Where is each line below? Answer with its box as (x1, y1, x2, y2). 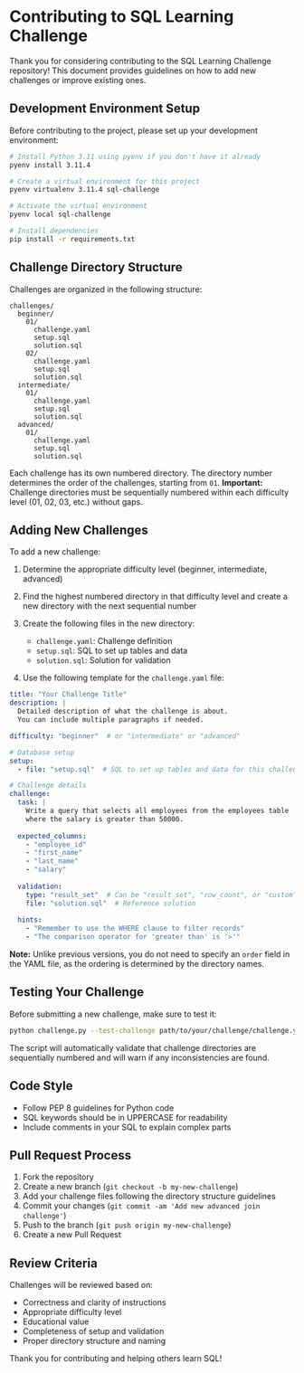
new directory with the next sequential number (22, 601, 197, 611)
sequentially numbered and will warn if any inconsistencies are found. (9, 1052, 270, 1063)
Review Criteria (9, 1255, 98, 1271)
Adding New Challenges (9, 522, 149, 537)
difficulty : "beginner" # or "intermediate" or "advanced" (9, 731, 242, 741)
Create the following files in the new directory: (22, 618, 195, 630)
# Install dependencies (9, 226, 100, 235)
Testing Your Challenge (9, 984, 145, 1000)
